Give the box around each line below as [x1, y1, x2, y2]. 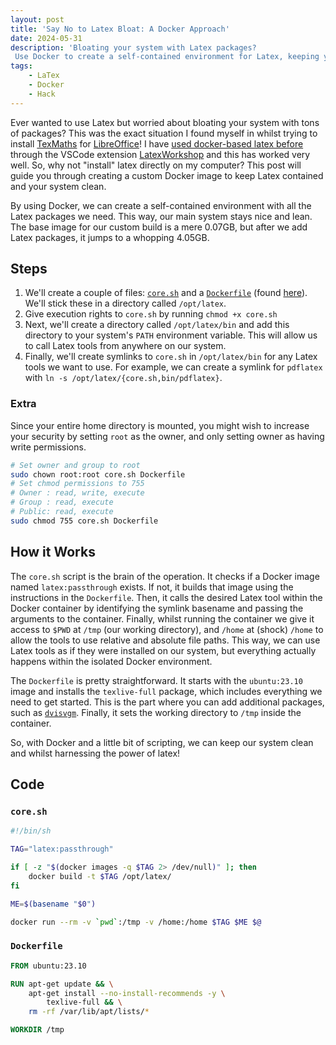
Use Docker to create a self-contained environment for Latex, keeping [14, 52, 320, 62]
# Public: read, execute [10, 507, 114, 517]
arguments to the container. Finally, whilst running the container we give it [10, 612, 315, 625]
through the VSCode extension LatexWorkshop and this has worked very [10, 148, 311, 160]
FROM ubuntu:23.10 [10, 961, 87, 971]
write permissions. [10, 441, 87, 453]
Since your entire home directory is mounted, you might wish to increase [10, 419, 310, 431]
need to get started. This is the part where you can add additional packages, [10, 696, 325, 708]
